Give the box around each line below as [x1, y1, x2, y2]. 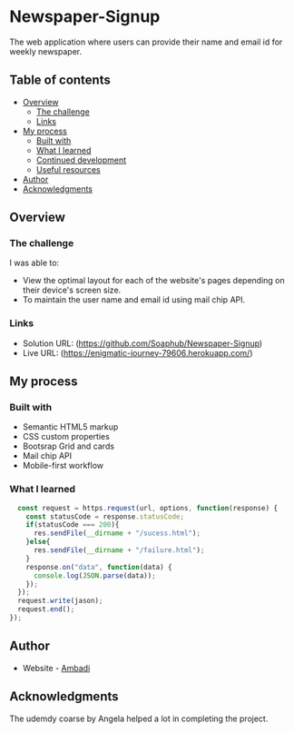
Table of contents [9, 73, 111, 88]
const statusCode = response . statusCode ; [25, 511, 184, 521]
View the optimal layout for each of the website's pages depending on [22, 275, 286, 286]
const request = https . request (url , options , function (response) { [17, 503, 279, 512]
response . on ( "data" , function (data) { [25, 562, 172, 571]
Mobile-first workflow [22, 461, 104, 471]
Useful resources [35, 163, 102, 174]
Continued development [35, 154, 127, 165]
